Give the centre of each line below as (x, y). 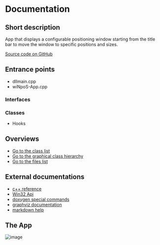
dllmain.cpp (24, 81)
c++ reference (27, 189)
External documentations (45, 177)
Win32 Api (23, 194)
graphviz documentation (37, 204)
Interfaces (18, 99)
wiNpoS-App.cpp (30, 86)
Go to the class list (31, 151)
